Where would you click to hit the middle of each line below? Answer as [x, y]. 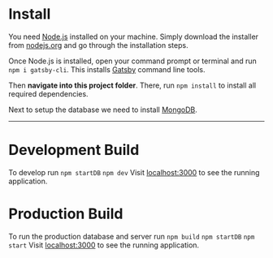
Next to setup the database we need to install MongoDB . [103, 110]
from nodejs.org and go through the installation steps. [98, 45]
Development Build [74, 150]
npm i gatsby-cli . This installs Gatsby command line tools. [107, 69]
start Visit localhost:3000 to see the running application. [104, 245]
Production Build [66, 214]
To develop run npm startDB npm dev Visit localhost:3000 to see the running [134, 172]
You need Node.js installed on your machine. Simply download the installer [133, 37]
